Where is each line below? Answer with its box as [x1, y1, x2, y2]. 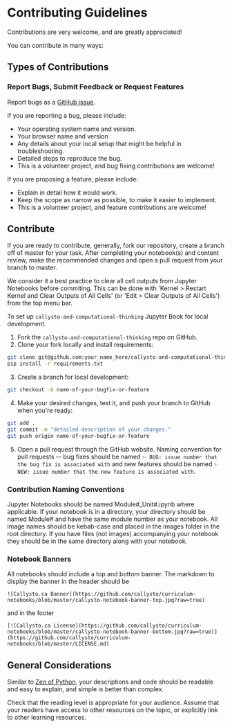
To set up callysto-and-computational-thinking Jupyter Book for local [7, 312, 209, 321]
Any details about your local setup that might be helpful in [17, 139, 182, 148]
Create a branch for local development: [17, 373, 129, 382]
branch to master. [7, 263, 57, 272]
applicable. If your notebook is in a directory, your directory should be [7, 507, 206, 515]
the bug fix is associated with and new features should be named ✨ [17, 459, 219, 468]
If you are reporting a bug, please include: [7, 111, 126, 119]
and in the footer [7, 609, 55, 617]
